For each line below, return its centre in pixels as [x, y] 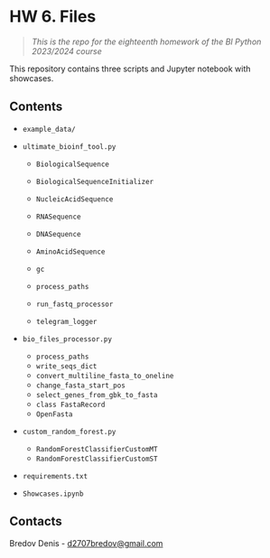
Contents [36, 107]
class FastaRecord [70, 405]
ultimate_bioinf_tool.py [69, 146]
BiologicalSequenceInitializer [95, 181]
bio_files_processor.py [67, 339]
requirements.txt [55, 476]
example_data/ [49, 129]
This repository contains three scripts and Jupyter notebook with [130, 69]
